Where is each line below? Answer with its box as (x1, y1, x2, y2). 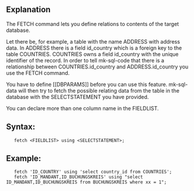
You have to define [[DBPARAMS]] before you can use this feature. (6, 81, 168, 88)
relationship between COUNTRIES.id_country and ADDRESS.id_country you (6, 63, 189, 70)
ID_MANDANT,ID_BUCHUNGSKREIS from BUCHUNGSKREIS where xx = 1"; (6, 179, 167, 185)
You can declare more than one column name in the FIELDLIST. (6, 104, 159, 111)
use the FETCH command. (6, 69, 70, 76)
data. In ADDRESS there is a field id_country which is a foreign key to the (6, 44, 182, 51)
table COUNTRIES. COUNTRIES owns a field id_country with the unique (6, 50, 179, 58)
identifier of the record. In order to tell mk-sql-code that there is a (6, 57, 165, 64)
